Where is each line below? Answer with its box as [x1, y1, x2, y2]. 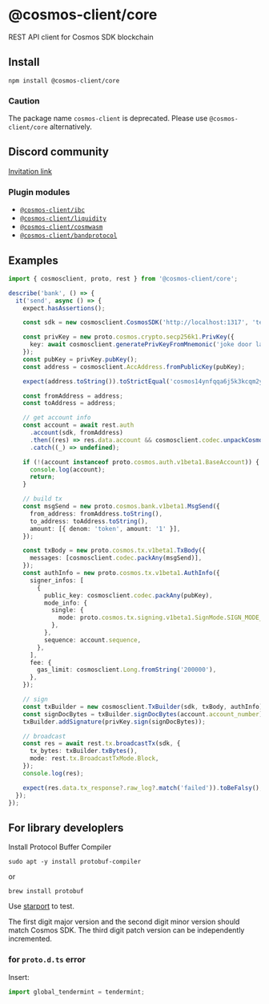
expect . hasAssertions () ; [22, 304, 106, 312]
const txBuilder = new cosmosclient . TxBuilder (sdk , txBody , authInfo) [22, 702, 263, 710]
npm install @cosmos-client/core [8, 76, 120, 85]
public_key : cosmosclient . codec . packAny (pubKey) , [43, 591, 214, 599]
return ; [29, 473, 56, 481]
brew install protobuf [8, 888, 84, 896]
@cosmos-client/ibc [19, 206, 86, 214]
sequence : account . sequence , [43, 636, 142, 644]
